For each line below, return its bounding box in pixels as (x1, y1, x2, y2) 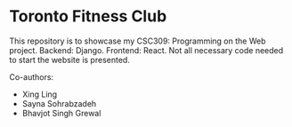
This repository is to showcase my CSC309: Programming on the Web (9, 36, 266, 46)
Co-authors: (9, 71, 54, 82)
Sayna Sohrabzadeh (21, 98, 97, 108)
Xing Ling (21, 89, 58, 99)
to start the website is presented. (9, 54, 131, 65)
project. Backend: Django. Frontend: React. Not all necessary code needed (9, 44, 284, 55)
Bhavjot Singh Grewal (21, 107, 101, 118)
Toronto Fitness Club (9, 6, 167, 27)
